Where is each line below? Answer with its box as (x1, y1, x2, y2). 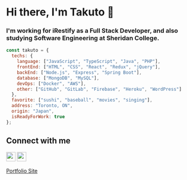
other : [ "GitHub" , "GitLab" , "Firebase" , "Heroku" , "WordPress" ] (17, 86, 182, 92)
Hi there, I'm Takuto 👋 (6, 5, 115, 19)
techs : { (11, 53, 33, 59)
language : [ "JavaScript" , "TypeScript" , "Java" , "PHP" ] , (17, 59, 161, 65)
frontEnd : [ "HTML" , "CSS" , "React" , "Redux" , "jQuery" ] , (17, 64, 161, 70)
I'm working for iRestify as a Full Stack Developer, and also (6, 27, 178, 35)
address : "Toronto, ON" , (11, 103, 73, 109)
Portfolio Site (6, 167, 38, 174)
